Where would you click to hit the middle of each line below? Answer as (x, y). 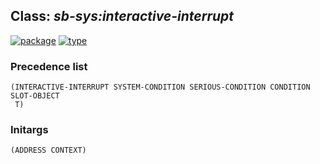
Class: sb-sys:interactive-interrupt (122, 16)
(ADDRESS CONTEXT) (48, 150)
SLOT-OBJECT (35, 96)
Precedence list (49, 66)
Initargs (29, 130)
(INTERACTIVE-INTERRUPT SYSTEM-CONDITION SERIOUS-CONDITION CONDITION (160, 87)
